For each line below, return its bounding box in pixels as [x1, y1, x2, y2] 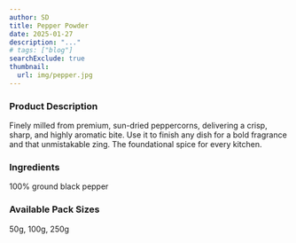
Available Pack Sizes [9, 203, 100, 216]
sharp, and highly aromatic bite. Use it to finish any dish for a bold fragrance [9, 129, 288, 140]
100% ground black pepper [9, 181, 109, 192]
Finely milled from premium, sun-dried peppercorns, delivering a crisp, [9, 121, 268, 131]
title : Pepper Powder [9, 21, 90, 30]
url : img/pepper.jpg [17, 71, 93, 80]
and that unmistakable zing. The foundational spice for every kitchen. [9, 139, 262, 150]
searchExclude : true [9, 54, 86, 63]
